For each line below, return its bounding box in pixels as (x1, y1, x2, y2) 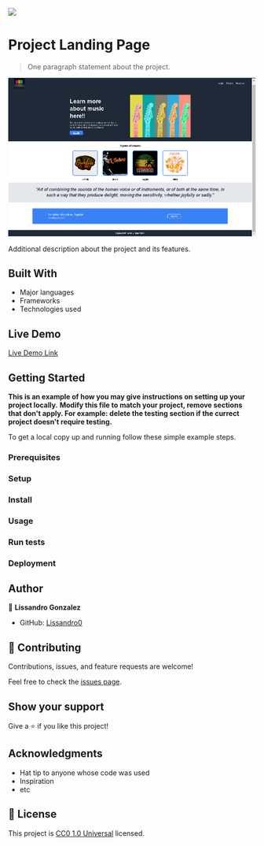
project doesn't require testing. (8, 417, 112, 427)
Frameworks (19, 296, 60, 306)
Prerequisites (8, 452, 60, 462)
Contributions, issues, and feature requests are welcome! (8, 662, 194, 671)
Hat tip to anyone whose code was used (19, 768, 150, 777)
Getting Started (8, 371, 86, 384)
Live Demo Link (8, 348, 59, 358)
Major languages (19, 288, 75, 297)
